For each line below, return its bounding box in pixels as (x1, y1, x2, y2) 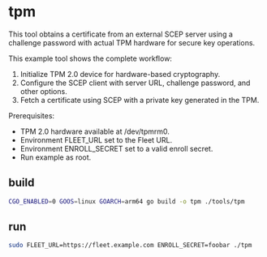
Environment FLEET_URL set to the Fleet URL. (19, 135, 173, 144)
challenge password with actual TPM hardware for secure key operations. (8, 37, 256, 47)
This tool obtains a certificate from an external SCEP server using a (8, 29, 234, 39)
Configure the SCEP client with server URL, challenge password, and (19, 78, 251, 88)
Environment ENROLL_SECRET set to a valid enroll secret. (19, 143, 213, 153)
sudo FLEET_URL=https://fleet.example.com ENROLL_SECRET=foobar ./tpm (8, 242, 252, 250)
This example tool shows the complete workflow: (8, 54, 173, 63)
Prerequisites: (8, 110, 55, 120)
